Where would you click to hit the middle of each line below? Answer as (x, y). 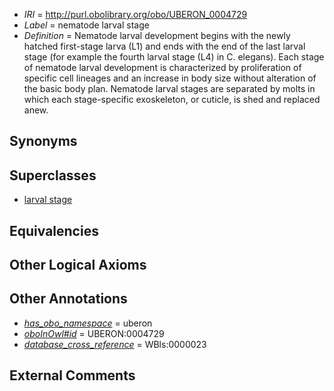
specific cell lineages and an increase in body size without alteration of (170, 78)
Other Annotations (68, 299)
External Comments (72, 375)
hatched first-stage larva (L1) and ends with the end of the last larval (164, 46)
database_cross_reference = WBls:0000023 (115, 344)
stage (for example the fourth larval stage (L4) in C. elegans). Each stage (174, 57)
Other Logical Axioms (78, 264)
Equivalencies (54, 230)
